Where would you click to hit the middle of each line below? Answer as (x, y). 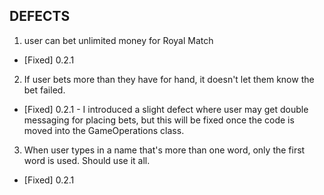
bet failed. (44, 90)
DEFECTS (40, 16)
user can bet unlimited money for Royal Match (118, 40)
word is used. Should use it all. (87, 160)
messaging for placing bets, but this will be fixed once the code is (159, 120)
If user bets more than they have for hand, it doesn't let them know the (169, 79)
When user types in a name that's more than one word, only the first (164, 150)
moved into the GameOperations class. (104, 130)
